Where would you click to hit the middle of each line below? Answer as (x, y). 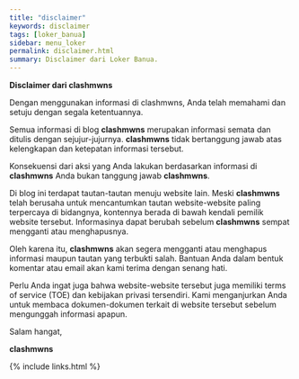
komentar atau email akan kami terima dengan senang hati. (119, 268)
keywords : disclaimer (50, 26)
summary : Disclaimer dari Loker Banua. (84, 59)
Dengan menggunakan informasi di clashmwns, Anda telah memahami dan (147, 103)
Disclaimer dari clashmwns (61, 85)
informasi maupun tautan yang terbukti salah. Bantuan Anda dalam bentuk (146, 258)
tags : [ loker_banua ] (48, 34)
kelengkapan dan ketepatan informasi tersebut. (97, 149)
